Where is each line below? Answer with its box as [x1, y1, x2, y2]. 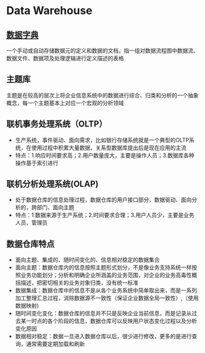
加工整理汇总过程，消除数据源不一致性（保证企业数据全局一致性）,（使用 [15, 294, 199, 302]
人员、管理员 [15, 219, 48, 226]
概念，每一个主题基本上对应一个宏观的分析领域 [6, 99, 124, 106]
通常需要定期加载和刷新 [26, 340, 85, 347]
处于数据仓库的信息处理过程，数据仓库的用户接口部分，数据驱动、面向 [15, 196, 192, 204]
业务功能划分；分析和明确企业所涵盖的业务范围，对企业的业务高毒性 [20, 272, 192, 279]
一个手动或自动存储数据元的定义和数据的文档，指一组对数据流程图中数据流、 [6, 47, 199, 54]
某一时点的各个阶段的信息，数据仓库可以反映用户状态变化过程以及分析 [20, 318, 197, 325]
